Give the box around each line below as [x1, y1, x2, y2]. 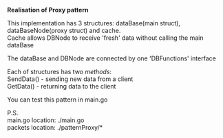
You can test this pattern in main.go [7, 95, 108, 104]
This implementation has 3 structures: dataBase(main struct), [7, 19, 181, 27]
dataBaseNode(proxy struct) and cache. [7, 27, 121, 34]
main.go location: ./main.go [7, 116, 85, 124]
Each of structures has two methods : [7, 68, 112, 76]
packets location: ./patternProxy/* [7, 124, 103, 131]
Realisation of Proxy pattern [7, 6, 89, 14]
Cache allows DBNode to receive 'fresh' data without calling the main [7, 34, 204, 42]
